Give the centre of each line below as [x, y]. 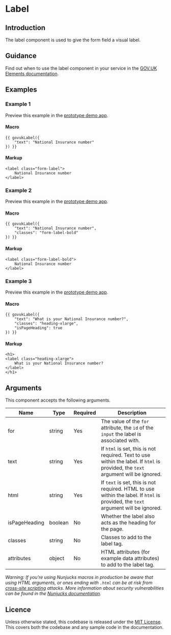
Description [132, 413]
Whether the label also [128, 516]
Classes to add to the [126, 537]
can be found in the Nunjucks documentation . [53, 594]
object [57, 559]
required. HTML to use [128, 489]
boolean [59, 523]
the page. [112, 529]
